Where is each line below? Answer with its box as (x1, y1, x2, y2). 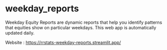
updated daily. (5, 30, 35, 36)
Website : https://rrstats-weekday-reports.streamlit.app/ (5, 39, 121, 45)
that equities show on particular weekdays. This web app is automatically (5, 24, 156, 30)
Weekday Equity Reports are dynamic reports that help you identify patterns (5, 19, 162, 25)
